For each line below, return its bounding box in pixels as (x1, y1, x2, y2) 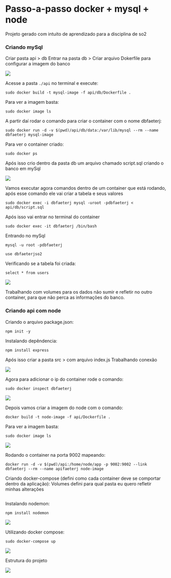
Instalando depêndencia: (5, 338, 58, 344)
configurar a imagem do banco (5, 61, 70, 67)
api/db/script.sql (5, 205, 44, 210)
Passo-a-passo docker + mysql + (5, 3, 150, 15)
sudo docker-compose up (5, 539, 56, 544)
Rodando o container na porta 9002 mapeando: (5, 452, 106, 458)
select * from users (5, 271, 50, 276)
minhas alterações (5, 486, 44, 492)
